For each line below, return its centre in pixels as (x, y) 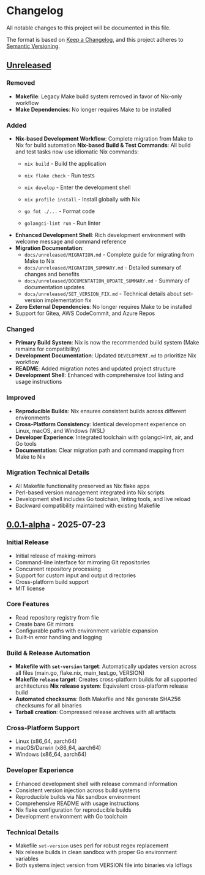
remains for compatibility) (48, 349)
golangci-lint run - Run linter (62, 223)
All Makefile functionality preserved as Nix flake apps (82, 486)
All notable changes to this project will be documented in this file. (89, 28)
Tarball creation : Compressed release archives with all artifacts (95, 712)
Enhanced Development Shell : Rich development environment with (100, 235)
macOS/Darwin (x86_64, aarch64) (58, 748)
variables (27, 858)
